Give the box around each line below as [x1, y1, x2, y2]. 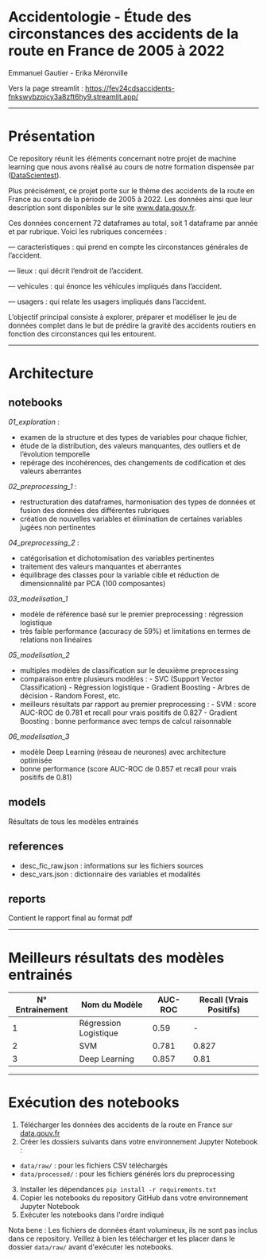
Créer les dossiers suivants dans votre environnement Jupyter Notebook [19, 1137, 258, 1147]
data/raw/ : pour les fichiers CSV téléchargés [19, 1161, 168, 1171]
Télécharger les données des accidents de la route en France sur [19, 1120, 233, 1129]
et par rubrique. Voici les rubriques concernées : [8, 227, 167, 236]
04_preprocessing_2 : [8, 538, 79, 547]
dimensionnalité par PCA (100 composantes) [19, 578, 166, 588]
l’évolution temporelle [19, 449, 91, 459]
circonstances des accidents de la [8, 25, 239, 43]
